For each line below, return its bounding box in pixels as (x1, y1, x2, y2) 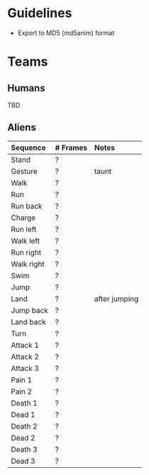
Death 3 (11, 444, 38, 454)
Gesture (11, 166, 38, 176)
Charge (11, 213, 36, 223)
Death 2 (11, 421, 38, 431)
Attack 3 (11, 363, 39, 373)
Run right (11, 247, 42, 257)
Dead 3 (11, 456, 35, 466)
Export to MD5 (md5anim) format (17, 29, 115, 37)
